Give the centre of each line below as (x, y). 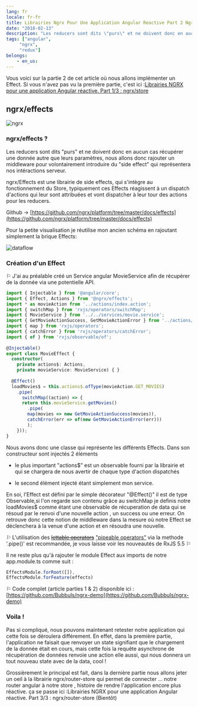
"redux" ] (30, 50)
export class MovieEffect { (41, 353)
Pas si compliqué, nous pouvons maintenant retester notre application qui (95, 629)
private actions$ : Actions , (51, 364)
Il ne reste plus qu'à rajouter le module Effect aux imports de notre (86, 555)
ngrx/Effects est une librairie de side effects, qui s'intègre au (80, 182)
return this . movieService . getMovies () (69, 403)
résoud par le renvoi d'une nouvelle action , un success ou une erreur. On (95, 513)
